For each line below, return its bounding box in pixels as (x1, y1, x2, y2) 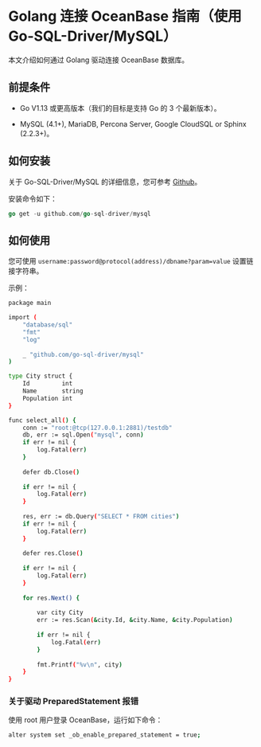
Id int (22, 380, 73, 388)
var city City (37, 608, 84, 617)
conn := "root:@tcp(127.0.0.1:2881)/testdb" (22, 424, 173, 432)
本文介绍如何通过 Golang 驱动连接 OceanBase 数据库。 (8, 55, 189, 65)
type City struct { (8, 372, 73, 381)
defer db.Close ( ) (22, 467, 80, 476)
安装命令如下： (8, 194, 57, 203)
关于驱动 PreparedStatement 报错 (8, 696, 139, 707)
